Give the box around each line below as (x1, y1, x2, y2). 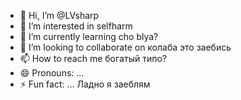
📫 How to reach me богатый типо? (19, 53, 167, 64)
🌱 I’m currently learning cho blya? (19, 31, 159, 42)
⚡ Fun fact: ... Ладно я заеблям (19, 78, 151, 90)
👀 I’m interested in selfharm (19, 20, 133, 32)
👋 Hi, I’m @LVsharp (19, 10, 100, 21)
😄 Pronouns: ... (19, 67, 85, 79)
